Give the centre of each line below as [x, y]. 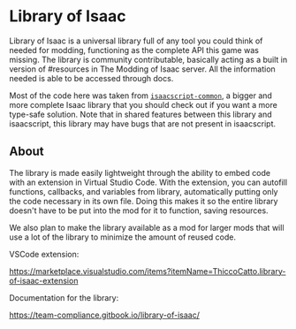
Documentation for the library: [64, 297]
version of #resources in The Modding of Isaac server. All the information [142, 69]
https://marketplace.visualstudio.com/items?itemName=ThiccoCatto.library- [148, 271]
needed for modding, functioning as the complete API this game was [134, 50]
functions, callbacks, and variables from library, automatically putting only [144, 191]
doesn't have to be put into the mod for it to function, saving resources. [139, 210]
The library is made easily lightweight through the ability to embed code [140, 172]
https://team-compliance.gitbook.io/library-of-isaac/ [105, 315]
